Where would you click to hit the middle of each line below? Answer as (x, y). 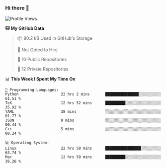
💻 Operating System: (27, 143)
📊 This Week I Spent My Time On (40, 79)
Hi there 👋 (17, 8)
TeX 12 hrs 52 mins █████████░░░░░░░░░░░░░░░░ (83, 103)
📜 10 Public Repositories (42, 60)
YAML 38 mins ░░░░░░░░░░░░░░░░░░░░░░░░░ (83, 112)
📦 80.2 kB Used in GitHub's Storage (55, 38)
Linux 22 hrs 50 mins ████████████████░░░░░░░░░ (83, 149)
